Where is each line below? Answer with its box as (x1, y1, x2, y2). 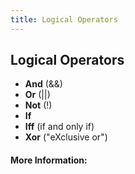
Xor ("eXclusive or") (24, 131, 108, 143)
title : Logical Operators (10, 14, 118, 25)
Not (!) (24, 99, 53, 111)
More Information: (10, 154, 88, 166)
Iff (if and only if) (24, 121, 95, 133)
